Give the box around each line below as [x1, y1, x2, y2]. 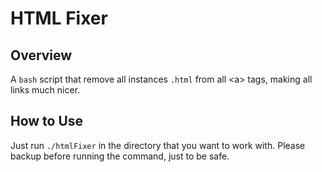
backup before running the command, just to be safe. [10, 150, 230, 162]
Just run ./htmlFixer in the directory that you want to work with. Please [10, 139, 306, 151]
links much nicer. [10, 84, 81, 96]
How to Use [10, 113, 84, 130]
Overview [10, 47, 73, 64]
